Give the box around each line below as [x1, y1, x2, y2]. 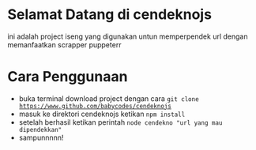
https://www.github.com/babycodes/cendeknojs [18, 102, 171, 110]
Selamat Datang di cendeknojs [7, 6, 213, 24]
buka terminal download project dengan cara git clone [18, 93, 199, 103]
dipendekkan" [18, 126, 62, 133]
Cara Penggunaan [7, 68, 128, 86]
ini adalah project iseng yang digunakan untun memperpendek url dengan [7, 32, 248, 41]
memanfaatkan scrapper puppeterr [7, 39, 122, 49]
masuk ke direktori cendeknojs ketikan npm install [18, 109, 186, 118]
